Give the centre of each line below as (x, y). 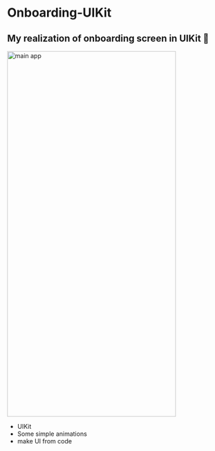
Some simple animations (52, 434)
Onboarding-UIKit (59, 13)
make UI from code (45, 441)
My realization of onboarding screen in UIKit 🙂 (108, 38)
